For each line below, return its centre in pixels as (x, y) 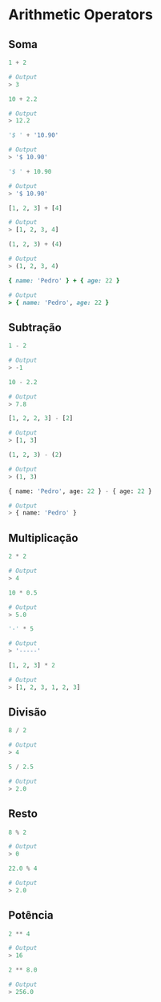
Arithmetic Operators (81, 15)
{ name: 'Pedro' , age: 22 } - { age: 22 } (80, 491)
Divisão (27, 713)
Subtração (35, 327)
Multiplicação (43, 538)
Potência (31, 915)
